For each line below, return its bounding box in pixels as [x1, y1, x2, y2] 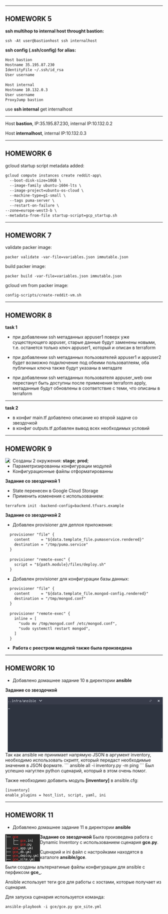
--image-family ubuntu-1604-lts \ [9, 183, 81, 188]
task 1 [5, 324, 17, 330]
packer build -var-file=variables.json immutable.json [5, 273, 122, 279]
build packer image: [5, 263, 46, 269]
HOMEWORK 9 [5, 444, 52, 453]
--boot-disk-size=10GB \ [9, 178, 61, 183]
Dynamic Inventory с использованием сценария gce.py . [39, 839, 158, 845]
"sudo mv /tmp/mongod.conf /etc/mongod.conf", [18, 621, 117, 626]
